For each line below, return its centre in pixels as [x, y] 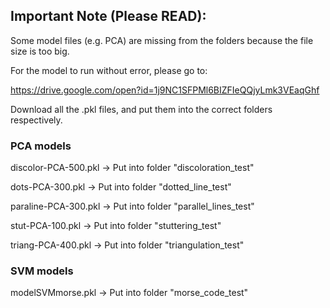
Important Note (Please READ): [108, 16]
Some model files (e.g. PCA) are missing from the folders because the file [162, 40]
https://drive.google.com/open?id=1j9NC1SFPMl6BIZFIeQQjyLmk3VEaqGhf [165, 90]
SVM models [42, 271]
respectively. [36, 120]
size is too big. [40, 51]
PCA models [41, 146]
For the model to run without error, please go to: [109, 70]
